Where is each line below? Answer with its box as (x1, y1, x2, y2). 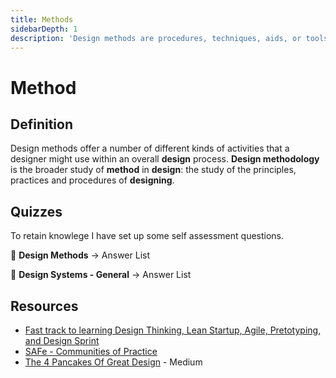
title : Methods (10, 14, 74, 25)
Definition (10, 116, 73, 133)
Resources (10, 297, 79, 315)
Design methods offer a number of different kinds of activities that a (10, 142, 290, 155)
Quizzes (10, 203, 63, 220)
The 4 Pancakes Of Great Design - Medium (24, 356, 203, 368)
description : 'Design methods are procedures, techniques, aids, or (10, 33, 302, 43)
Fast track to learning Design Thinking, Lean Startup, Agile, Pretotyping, (24, 324, 322, 336)
